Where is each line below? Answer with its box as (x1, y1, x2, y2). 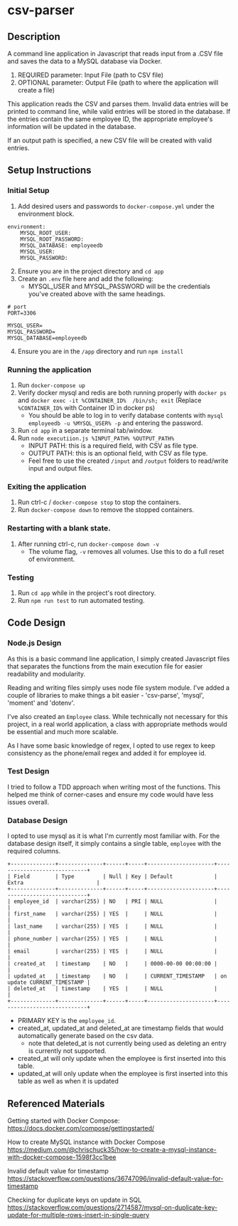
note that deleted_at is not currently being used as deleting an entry (28, 1039, 227, 1048)
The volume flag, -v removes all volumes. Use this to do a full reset (28, 547, 225, 555)
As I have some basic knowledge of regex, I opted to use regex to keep (7, 741, 215, 750)
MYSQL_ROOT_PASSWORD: (20, 236, 84, 243)
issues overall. (7, 797, 50, 806)
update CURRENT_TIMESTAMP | (7, 979, 91, 986)
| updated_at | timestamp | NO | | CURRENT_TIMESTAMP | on (7, 973, 227, 980)
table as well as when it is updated (17, 1077, 119, 1086)
